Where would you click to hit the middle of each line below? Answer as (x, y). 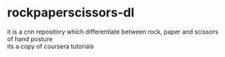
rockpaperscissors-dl (71, 13)
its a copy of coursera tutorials (51, 46)
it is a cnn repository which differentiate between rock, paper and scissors (113, 32)
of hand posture (30, 38)
